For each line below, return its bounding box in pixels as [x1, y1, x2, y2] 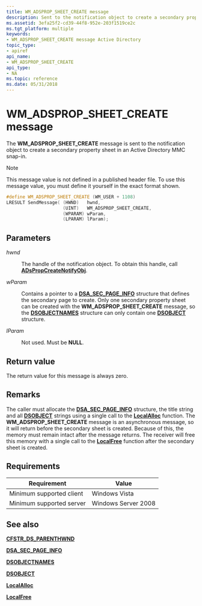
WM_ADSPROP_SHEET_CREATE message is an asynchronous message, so [6, 418, 194, 425]
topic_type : [6, 43, 36, 49]
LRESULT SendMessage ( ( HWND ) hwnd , [6, 199, 101, 205]
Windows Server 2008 [91, 499, 156, 508]
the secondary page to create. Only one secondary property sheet [21, 297, 186, 304]
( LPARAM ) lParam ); [63, 216, 109, 222]
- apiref [6, 48, 28, 54]
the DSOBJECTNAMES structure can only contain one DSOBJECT [21, 309, 186, 317]
